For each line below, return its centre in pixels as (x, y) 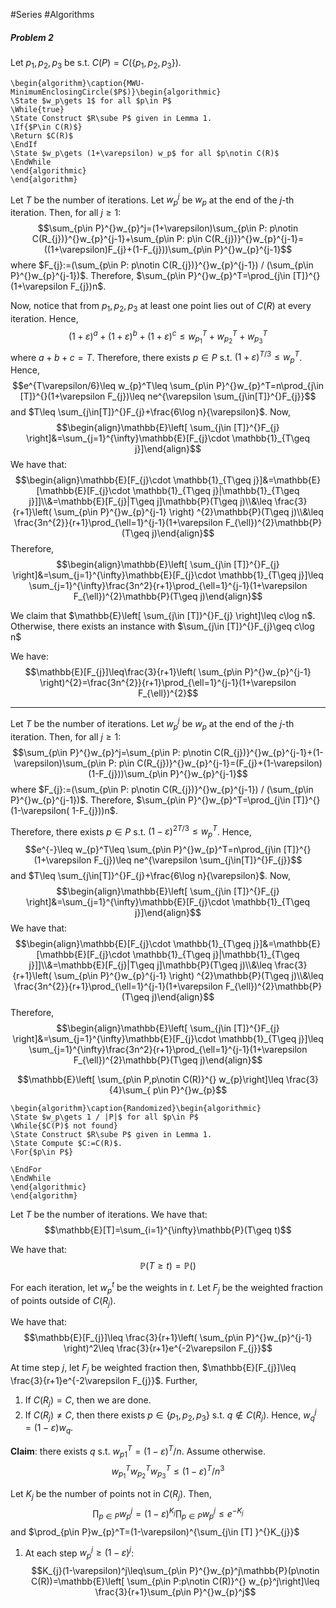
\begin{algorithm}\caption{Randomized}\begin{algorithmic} (136, 1109)
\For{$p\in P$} (42, 1152)
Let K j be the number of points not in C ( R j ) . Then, (111, 1495)
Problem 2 (32, 37)
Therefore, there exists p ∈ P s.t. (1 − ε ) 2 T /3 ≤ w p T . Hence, (131, 832)
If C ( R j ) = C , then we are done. (88, 1401)
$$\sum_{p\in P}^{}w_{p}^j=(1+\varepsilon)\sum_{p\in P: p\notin (168, 228)
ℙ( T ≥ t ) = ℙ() (168, 1266)
